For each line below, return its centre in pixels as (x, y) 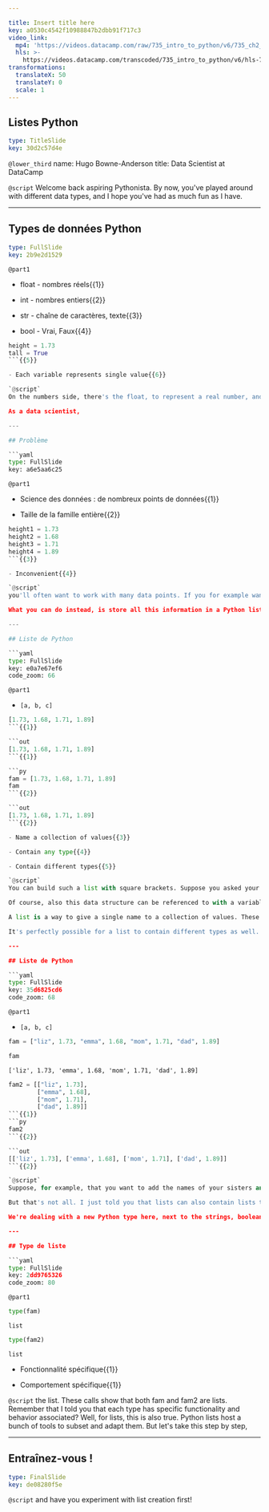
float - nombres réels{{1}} (62, 284)
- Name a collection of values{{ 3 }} (69, 837)
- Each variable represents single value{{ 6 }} (87, 375)
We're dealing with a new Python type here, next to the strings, (121, 1217)
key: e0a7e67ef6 (35, 668)
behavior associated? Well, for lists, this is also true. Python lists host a (125, 1417)
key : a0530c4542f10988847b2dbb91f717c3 (75, 30)
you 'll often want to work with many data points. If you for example (128, 596)
